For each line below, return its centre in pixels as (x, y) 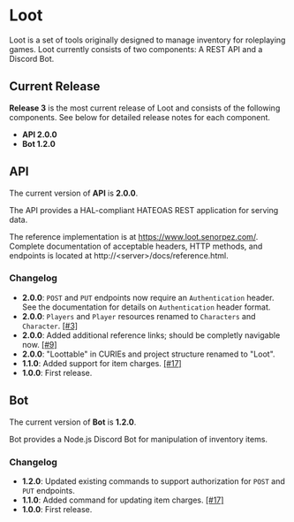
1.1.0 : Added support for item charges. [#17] (102, 363)
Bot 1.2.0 (38, 143)
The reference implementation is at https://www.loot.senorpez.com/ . (134, 236)
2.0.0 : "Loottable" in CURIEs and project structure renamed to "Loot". (148, 354)
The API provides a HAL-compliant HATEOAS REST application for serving (144, 210)
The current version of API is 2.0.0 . (74, 193)
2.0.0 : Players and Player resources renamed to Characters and (139, 316)
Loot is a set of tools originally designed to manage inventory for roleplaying (147, 40)
